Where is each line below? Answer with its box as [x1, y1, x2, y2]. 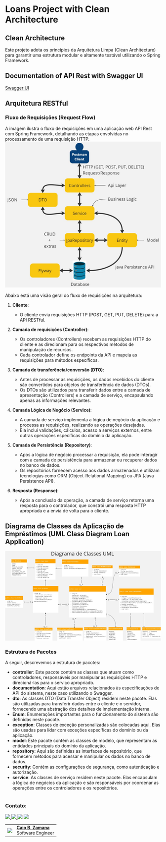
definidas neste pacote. [12, 717, 61, 723]
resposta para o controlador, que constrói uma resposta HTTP [19, 503, 146, 508]
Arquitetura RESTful [5, 99, 68, 108]
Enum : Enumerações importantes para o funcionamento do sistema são [12, 711, 159, 717]
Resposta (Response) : [12, 488, 59, 494]
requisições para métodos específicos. [19, 357, 99, 363]
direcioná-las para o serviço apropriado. [12, 680, 95, 686]
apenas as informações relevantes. [19, 397, 91, 403]
